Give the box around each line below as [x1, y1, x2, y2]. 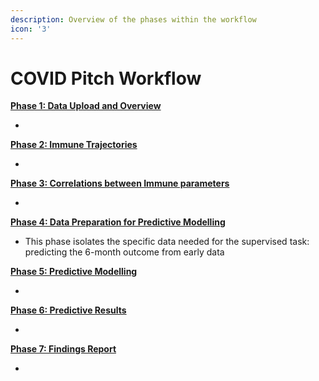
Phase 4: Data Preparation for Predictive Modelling [10, 216, 226, 228]
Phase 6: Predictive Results [10, 304, 127, 316]
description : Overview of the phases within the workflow [10, 14, 257, 25]
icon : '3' [10, 24, 52, 34]
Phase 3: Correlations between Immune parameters [10, 177, 230, 190]
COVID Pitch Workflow [10, 67, 202, 90]
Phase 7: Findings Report [10, 343, 117, 355]
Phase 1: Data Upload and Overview [10, 100, 162, 112]
